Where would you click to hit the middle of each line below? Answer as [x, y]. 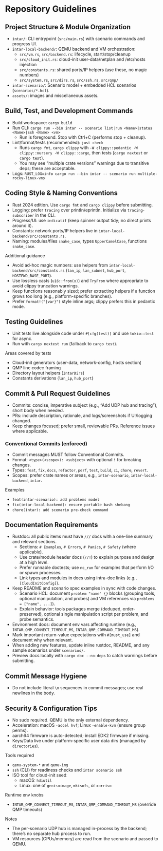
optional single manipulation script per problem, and [96, 614]
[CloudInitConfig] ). [39, 583]
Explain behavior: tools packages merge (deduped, [70, 609]
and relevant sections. [34, 542]
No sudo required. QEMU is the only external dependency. [71, 720]
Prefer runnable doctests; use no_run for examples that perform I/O [87, 567]
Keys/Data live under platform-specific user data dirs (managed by [79, 740]
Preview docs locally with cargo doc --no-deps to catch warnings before [84, 656]
